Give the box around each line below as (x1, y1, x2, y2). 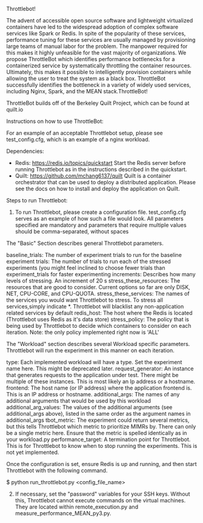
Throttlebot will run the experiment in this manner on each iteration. (6, 347, 175, 354)
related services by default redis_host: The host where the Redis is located (6, 309, 193, 316)
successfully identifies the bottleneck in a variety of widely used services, (6, 81, 191, 88)
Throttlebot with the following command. (6, 467, 108, 474)
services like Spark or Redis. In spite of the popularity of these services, (6, 30, 186, 37)
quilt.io (6, 106, 24, 113)
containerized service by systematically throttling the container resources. (6, 62, 192, 69)
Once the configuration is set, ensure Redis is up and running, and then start (6, 461, 197, 467)
